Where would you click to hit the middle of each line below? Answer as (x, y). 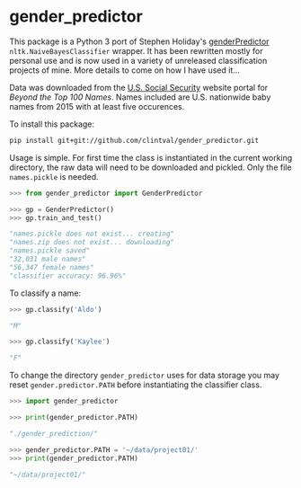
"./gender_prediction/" (54, 433)
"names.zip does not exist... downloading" (92, 243)
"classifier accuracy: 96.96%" (68, 276)
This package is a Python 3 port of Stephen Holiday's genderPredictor (139, 41)
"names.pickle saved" (50, 251)
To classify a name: (45, 293)
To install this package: (52, 124)
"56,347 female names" (52, 267)
